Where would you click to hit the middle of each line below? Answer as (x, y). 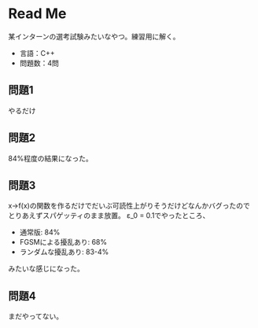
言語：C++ (37, 53)
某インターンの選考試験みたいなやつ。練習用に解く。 (94, 36)
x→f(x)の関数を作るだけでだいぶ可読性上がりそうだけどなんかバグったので (129, 206)
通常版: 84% (40, 232)
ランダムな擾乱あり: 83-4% (64, 252)
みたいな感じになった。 (46, 269)
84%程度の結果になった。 (50, 158)
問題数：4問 (39, 63)
